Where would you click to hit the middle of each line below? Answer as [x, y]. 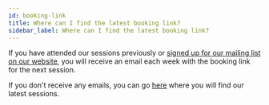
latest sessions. [34, 94]
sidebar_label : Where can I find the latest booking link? [109, 30]
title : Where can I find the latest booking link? [94, 23]
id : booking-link [37, 16]
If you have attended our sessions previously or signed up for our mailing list [134, 53]
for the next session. [42, 70]
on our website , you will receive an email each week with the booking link [129, 61]
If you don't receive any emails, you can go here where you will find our [126, 85]
